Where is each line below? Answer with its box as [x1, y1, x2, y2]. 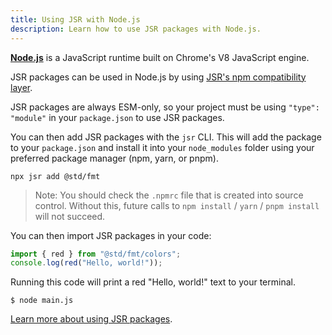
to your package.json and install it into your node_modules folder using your [10, 141, 315, 153]
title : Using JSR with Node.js [10, 14, 141, 25]
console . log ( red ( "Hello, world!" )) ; [10, 258, 163, 268]
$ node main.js [10, 296, 74, 306]
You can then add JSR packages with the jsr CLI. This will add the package [10, 131, 322, 143]
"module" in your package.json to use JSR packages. [10, 111, 225, 123]
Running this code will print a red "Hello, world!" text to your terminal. [10, 276, 296, 288]
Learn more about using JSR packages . [10, 313, 173, 325]
